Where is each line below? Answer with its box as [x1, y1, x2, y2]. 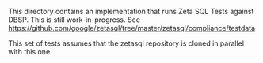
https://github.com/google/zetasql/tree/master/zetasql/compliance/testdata [8, 24, 256, 32]
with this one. [8, 47, 53, 56]
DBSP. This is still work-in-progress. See [8, 15, 141, 24]
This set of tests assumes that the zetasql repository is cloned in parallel [8, 39, 244, 48]
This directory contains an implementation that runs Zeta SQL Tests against [8, 7, 254, 16]
